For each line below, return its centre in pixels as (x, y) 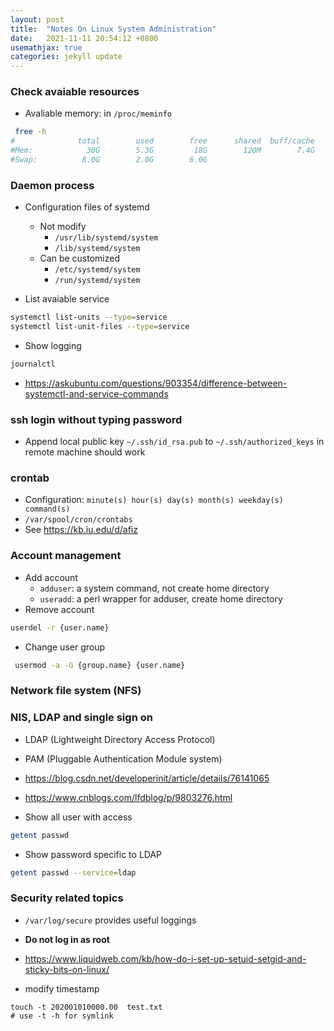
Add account (51, 577)
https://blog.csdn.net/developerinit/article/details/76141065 (147, 778)
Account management (66, 556)
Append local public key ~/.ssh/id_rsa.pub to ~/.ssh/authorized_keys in (174, 442)
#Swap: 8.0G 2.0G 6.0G (109, 160)
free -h (30, 132)
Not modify (63, 227)
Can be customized (79, 258)
